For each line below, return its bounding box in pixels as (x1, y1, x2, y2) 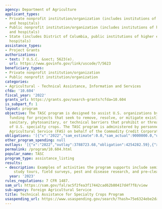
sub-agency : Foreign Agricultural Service (5, 187, 92, 192)
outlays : (5, 143, 23, 147)
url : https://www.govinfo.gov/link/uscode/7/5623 (9, 61, 111, 66)
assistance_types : (5, 43, 42, 48)
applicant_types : (5, 12, 40, 16)
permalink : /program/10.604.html (5, 147, 72, 152)
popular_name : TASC (5, 151, 44, 156)
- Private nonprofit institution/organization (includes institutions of (5, 16, 157, 21)
